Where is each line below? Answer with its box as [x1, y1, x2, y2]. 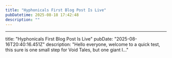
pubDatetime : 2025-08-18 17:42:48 [5, 12, 79, 17]
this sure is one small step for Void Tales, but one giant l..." [5, 47, 129, 53]
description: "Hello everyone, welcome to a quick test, [46, 42, 160, 48]
